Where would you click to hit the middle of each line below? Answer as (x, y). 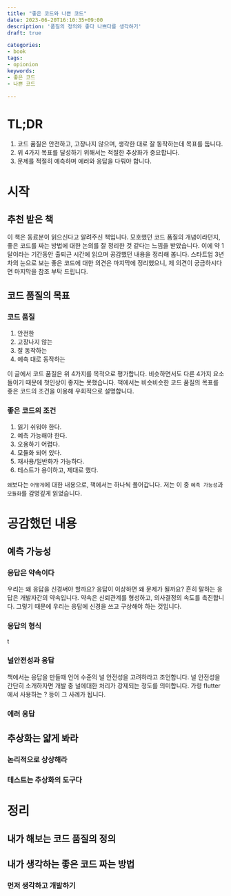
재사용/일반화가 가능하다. (51, 461)
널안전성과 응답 (31, 661)
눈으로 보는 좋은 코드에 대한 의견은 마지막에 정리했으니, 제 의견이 (106, 263)
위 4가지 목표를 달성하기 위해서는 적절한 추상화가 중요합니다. (98, 153)
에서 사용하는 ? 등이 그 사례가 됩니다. (57, 694)
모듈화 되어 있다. (39, 453)
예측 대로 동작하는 (41, 359)
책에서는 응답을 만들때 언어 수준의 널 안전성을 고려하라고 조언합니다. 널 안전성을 (114, 676)
